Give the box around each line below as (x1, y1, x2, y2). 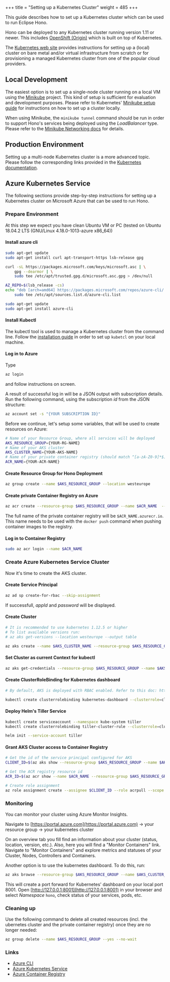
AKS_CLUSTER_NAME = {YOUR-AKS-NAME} (5, 450, 78, 455)
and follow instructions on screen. (5, 381, 76, 387)
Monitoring (5, 799, 33, 807)
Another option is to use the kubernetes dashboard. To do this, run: (5, 862, 146, 868)
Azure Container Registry (12, 971, 66, 977)
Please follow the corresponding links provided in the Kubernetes (5, 159, 142, 165)
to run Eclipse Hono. (5, 20, 48, 25)
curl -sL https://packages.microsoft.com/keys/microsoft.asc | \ (5, 264, 146, 269)
